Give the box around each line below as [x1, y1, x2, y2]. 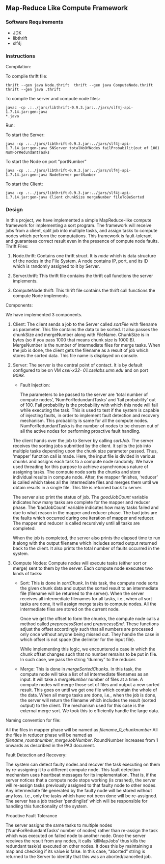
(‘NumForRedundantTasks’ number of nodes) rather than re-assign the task [5, 828, 158, 834]
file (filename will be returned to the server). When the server [20, 590, 144, 596]
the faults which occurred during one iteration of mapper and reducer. [12, 515, 155, 521]
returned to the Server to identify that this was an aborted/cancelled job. [5, 854, 152, 860]
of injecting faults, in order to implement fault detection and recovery [20, 413, 160, 418]
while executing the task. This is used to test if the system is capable [20, 407, 159, 413]
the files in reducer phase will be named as [5, 732, 93, 738]
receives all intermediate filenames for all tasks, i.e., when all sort [20, 596, 152, 602]
